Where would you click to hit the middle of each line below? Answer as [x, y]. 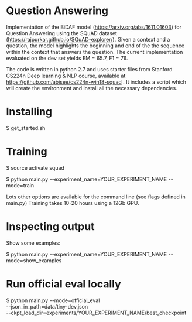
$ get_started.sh [26, 128]
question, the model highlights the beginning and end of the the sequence [95, 46]
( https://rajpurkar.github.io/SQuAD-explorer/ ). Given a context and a [88, 39]
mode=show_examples [34, 260]
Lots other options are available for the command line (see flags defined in [96, 197]
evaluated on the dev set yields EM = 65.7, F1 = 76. [67, 58]
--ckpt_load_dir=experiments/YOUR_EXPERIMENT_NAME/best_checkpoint [96, 313]
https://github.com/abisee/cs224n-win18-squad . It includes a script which [96, 82]
